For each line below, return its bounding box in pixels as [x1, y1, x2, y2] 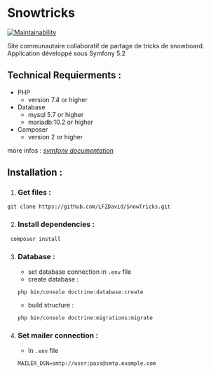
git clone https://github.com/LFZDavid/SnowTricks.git [7, 203, 171, 211]
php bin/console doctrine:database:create [17, 289, 144, 296]
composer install [10, 235, 61, 242]
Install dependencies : [17, 219, 95, 229]
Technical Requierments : [7, 69, 121, 81]
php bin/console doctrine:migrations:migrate [17, 314, 153, 321]
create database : [27, 275, 79, 284]
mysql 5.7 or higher [27, 110, 84, 118]
